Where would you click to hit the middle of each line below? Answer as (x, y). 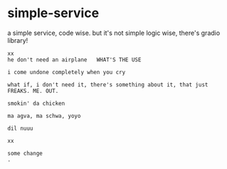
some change (25, 153)
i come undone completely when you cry (67, 72)
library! (18, 40)
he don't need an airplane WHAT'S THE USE (74, 60)
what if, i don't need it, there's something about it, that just (108, 84)
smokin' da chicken (36, 103)
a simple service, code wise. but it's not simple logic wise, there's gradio (114, 33)
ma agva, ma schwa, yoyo (44, 116)
